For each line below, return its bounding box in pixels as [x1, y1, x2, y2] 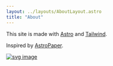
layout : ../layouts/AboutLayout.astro [6, 8, 102, 15]
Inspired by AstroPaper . [6, 42, 64, 49]
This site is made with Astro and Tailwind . [6, 30, 108, 37]
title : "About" [6, 14, 44, 20]
